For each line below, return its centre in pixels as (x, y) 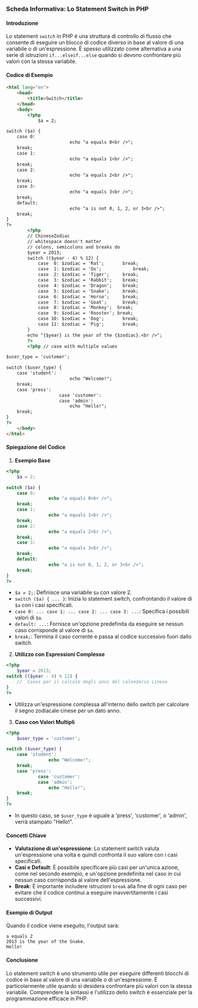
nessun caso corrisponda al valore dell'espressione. (78, 880)
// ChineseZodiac (48, 236)
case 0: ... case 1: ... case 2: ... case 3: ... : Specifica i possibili (102, 611)
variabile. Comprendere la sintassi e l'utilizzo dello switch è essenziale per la (99, 992)
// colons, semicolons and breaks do (74, 247)
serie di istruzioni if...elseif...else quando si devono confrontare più (94, 55)
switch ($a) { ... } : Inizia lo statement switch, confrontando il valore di (103, 599)
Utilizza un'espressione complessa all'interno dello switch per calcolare (102, 704)
